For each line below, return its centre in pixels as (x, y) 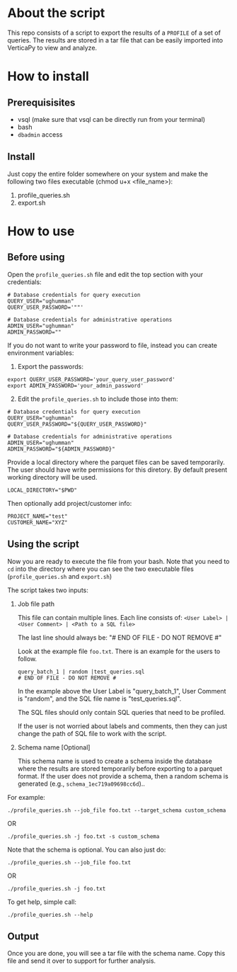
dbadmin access (40, 134)
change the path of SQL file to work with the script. (92, 733)
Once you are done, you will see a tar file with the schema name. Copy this (116, 954)
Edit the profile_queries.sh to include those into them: (98, 399)
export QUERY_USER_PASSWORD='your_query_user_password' (91, 379)
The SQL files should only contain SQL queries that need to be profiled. (121, 712)
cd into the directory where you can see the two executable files (101, 569)
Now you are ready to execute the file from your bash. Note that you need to (118, 561)
